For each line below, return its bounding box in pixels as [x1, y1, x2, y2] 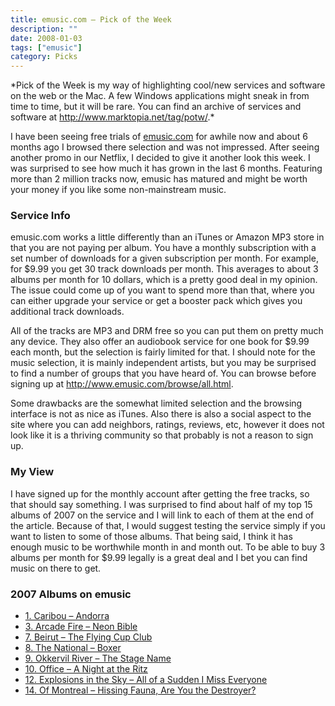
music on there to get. [10, 562, 102, 574]
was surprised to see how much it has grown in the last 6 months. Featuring [10, 162, 323, 175]
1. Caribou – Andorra [24, 610, 110, 622]
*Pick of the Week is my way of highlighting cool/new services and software [10, 79, 326, 91]
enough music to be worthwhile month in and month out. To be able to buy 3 [10, 541, 326, 553]
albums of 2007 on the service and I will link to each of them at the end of [10, 509, 315, 521]
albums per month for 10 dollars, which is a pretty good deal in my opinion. [10, 274, 318, 286]
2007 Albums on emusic [10, 587, 132, 601]
